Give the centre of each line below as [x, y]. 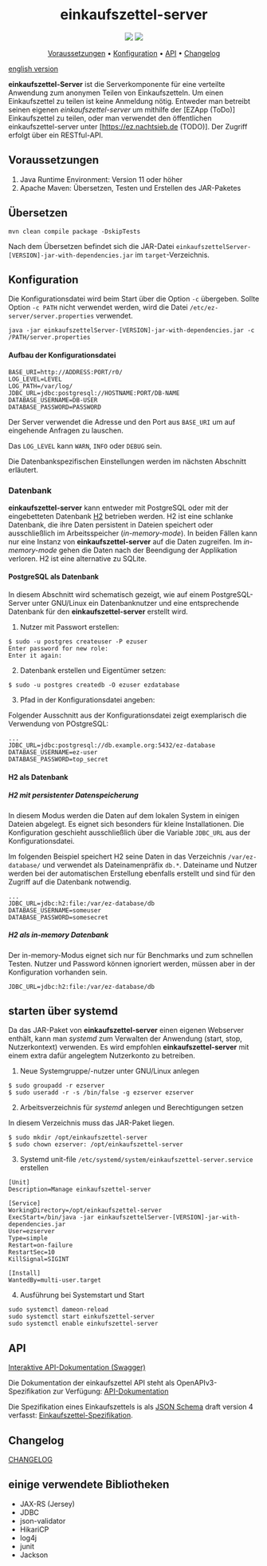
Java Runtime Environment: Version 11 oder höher [101, 179]
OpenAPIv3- [197, 1383]
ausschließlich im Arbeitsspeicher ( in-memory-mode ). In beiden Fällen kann [133, 533]
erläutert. [23, 469]
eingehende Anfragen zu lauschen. [66, 430]
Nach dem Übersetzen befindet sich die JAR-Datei [91, 246]
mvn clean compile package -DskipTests [75, 231]
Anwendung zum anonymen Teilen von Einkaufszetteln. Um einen [116, 93]
